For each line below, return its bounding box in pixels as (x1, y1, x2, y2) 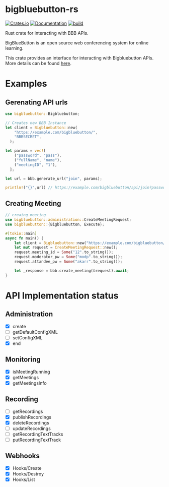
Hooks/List (12, 476, 35, 482)
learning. (5, 45, 24, 51)
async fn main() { (5, 235, 44, 240)
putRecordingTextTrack (12, 437, 61, 443)
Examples (5, 78, 47, 89)
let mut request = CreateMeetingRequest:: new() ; (14, 245, 118, 250)
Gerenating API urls (5, 98, 68, 106)
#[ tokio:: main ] (5, 231, 37, 236)
